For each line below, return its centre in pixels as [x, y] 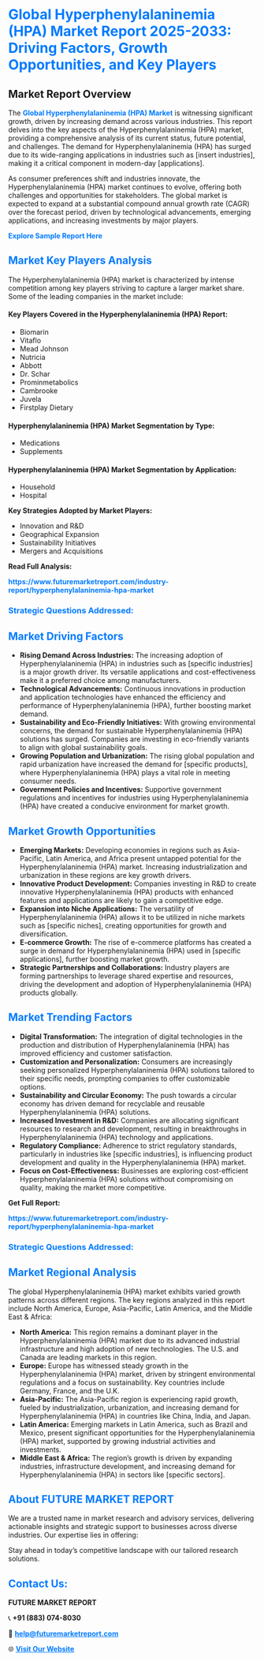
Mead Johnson [44, 349]
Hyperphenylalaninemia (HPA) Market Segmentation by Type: [112, 426]
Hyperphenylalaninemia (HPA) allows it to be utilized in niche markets [132, 917]
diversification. [44, 934]
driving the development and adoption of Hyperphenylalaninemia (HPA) [136, 984]
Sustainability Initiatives [58, 543]
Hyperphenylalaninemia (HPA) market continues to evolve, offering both [125, 187]
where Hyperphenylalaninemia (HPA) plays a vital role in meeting [125, 773]
